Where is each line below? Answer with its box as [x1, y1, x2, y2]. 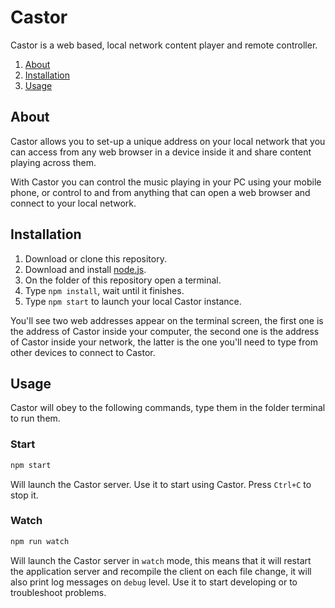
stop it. [10, 489, 39, 501]
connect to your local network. [10, 197, 137, 209]
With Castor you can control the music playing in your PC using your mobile [10, 176, 322, 188]
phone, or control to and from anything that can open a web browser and [10, 186, 311, 198]
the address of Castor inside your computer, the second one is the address [10, 325, 320, 337]
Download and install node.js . [24, 263, 147, 275]
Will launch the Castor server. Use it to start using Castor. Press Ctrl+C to [10, 478, 312, 490]
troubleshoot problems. [10, 586, 107, 598]
